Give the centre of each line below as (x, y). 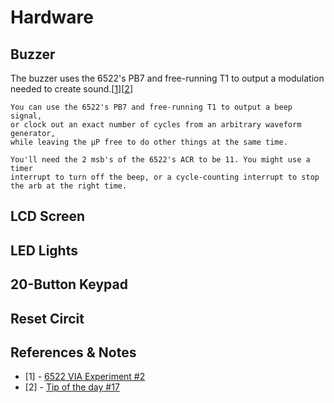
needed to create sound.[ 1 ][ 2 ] (71, 89)
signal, (26, 116)
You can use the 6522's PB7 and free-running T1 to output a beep (151, 107)
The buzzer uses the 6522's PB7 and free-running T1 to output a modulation (167, 78)
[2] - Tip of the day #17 (72, 387)
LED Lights (44, 250)
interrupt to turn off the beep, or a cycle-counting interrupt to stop (165, 177)
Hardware (52, 17)
